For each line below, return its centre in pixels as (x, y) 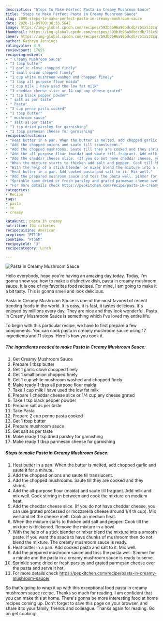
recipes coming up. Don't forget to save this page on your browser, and (77, 603)
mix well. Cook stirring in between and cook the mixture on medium (80, 496)
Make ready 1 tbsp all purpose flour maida (54, 385)
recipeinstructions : (26, 136)
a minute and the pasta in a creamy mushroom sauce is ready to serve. (83, 558)
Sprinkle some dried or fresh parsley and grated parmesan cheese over (84, 563)
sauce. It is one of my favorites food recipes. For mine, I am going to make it (81, 286)
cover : (12, 37)
